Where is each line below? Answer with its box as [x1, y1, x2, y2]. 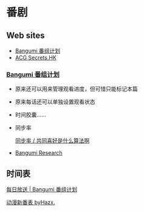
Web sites [6, 30, 45, 40]
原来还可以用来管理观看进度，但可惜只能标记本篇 [15, 85, 138, 93]
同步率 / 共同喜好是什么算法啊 [15, 137, 90, 144]
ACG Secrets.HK [15, 54, 57, 61]
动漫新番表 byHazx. [6, 199, 55, 206]
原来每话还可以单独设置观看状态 [15, 98, 95, 105]
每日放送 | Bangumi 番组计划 [6, 186, 78, 193]
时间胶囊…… [15, 111, 46, 119]
